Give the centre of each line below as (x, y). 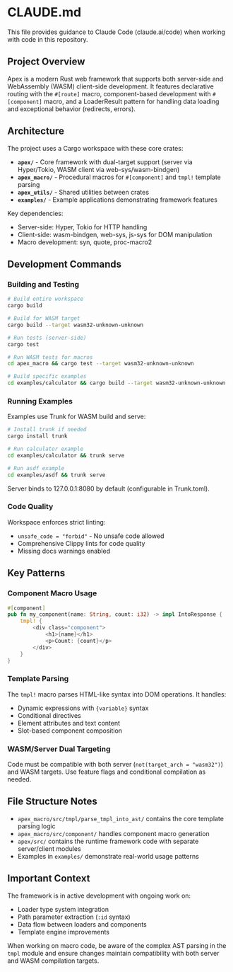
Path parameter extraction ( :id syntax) (74, 917)
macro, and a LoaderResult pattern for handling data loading (131, 101)
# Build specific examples (47, 377)
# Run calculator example (45, 449)
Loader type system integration (63, 909)
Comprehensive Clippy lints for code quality (81, 543)
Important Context (49, 879)
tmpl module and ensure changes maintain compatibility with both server (113, 953)
